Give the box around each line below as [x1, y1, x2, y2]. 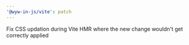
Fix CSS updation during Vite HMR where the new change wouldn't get [6, 25, 184, 32]
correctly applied [6, 31, 49, 39]
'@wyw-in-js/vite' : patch [6, 8, 71, 15]
